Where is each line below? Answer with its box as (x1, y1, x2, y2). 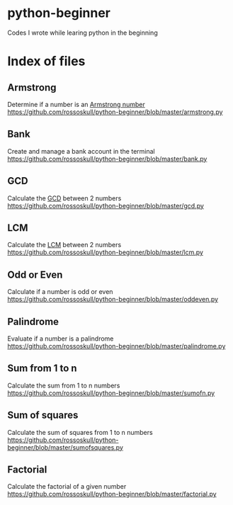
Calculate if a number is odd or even (7, 288, 113, 296)
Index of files (7, 53, 86, 69)
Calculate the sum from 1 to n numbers (7, 381, 120, 390)
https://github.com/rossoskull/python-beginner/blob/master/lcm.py (7, 248, 204, 256)
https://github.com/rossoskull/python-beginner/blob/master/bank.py (7, 154, 208, 163)
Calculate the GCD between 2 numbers (7, 193, 122, 203)
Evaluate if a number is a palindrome (7, 334, 114, 343)
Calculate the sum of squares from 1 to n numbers (7, 428, 154, 436)
